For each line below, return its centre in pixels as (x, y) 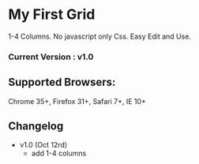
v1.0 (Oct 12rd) (43, 145)
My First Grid (52, 15)
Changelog (36, 127)
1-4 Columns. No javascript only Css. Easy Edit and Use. (100, 36)
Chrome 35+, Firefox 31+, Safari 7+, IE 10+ (77, 101)
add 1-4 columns (59, 153)
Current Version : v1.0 (51, 57)
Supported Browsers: (62, 82)
